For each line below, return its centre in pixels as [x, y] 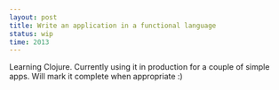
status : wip [31, 34]
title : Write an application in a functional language [113, 26]
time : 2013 [29, 42]
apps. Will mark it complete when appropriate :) [96, 77]
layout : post [33, 17]
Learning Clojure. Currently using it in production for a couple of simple [139, 67]
